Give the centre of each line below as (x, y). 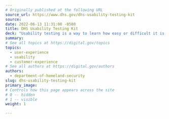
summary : (14, 38)
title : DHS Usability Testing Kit (42, 29)
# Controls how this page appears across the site (60, 90)
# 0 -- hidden (20, 95)
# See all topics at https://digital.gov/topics (58, 43)
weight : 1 (16, 104)
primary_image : (21, 85)
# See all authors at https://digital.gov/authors (60, 66)
